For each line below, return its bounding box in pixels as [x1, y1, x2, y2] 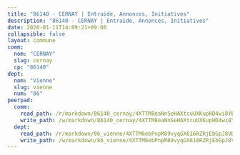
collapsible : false [7, 30, 66, 38]
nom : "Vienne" [14, 76, 56, 84]
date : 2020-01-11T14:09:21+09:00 [7, 24, 107, 31]
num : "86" [14, 90, 43, 97]
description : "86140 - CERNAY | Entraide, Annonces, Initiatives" [7, 17, 209, 24]
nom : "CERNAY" [14, 51, 56, 58]
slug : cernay [14, 57, 53, 64]
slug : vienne [14, 84, 53, 91]
